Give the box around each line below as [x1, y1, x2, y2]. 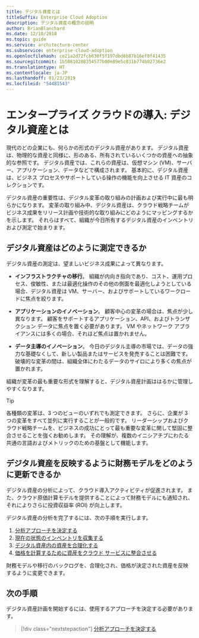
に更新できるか [6, 469, 61, 480]
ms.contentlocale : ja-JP [6, 70, 68, 76]
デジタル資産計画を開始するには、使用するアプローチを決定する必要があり [6, 605, 188, 612]
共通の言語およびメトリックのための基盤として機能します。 [6, 439, 151, 446]
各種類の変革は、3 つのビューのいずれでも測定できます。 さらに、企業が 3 [6, 409, 188, 416]
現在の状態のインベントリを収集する [14, 534, 104, 541]
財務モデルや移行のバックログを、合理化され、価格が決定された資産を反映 [6, 562, 189, 569]
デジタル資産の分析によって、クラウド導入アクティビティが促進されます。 [6, 487, 187, 494]
